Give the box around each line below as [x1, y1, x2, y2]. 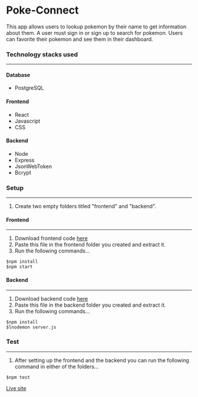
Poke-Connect [6, 4, 79, 17]
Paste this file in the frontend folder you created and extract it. [14, 241, 166, 248]
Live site [6, 385, 27, 392]
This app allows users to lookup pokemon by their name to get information [6, 23, 187, 30]
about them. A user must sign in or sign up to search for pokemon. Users [6, 29, 183, 36]
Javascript [14, 117, 41, 124]
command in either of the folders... [14, 363, 99, 370]
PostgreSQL [14, 84, 44, 91]
